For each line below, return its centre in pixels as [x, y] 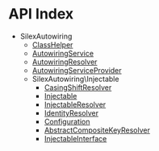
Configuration [67, 121]
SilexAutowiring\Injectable [75, 79]
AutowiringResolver [65, 62]
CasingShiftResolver [78, 87]
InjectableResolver [75, 104]
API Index [41, 14]
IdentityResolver [71, 112]
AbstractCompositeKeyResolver [97, 130]
